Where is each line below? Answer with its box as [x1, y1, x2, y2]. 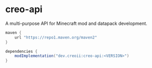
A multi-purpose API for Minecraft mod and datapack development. [5, 20, 147, 26]
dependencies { [5, 49, 38, 54]
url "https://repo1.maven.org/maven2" [14, 35, 97, 40]
